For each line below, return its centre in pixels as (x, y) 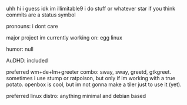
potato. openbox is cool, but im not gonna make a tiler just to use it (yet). (94, 84)
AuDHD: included (27, 60)
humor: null (20, 49)
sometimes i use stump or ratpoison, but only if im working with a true (91, 78)
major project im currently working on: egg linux (64, 37)
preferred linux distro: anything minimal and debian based (76, 96)
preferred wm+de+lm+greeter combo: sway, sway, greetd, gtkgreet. (89, 72)
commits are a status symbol (41, 15)
